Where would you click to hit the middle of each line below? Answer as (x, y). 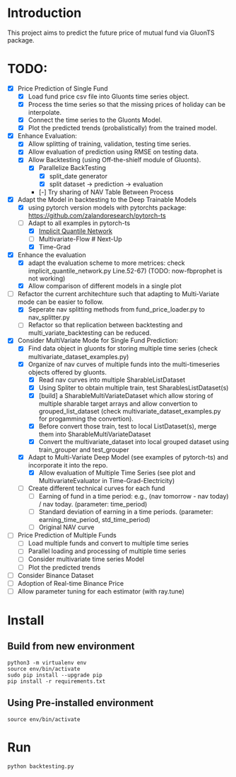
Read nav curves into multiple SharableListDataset (112, 380)
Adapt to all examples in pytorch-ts (79, 223)
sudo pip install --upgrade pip (55, 675)
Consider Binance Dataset (55, 575)
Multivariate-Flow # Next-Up (80, 239)
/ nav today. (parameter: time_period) (93, 504)
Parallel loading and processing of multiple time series (107, 551)
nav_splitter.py (49, 317)
